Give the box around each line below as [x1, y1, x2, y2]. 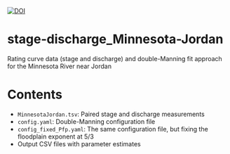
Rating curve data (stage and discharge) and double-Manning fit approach [7, 54, 222, 63]
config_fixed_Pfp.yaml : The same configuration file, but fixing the [17, 124, 208, 133]
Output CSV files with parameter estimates [17, 139, 142, 148]
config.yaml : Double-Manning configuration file [17, 117, 156, 126]
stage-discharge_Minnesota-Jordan [7, 32, 224, 47]
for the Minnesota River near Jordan [7, 62, 112, 70]
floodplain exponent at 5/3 [17, 132, 95, 141]
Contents [7, 86, 63, 103]
